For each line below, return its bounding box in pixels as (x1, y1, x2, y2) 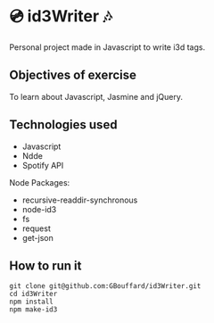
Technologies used (9, 117, 118, 133)
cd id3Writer (9, 290, 58, 299)
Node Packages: (9, 177, 70, 187)
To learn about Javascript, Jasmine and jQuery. (9, 91, 183, 102)
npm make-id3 (9, 305, 58, 314)
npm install (9, 297, 53, 307)
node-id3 (21, 203, 57, 214)
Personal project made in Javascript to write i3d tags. (9, 41, 206, 53)
